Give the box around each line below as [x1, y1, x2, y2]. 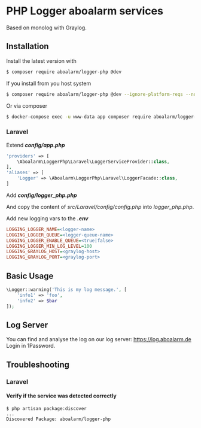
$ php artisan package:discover [6, 405, 87, 411]
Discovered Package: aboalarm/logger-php [6, 416, 111, 422]
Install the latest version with [6, 57, 77, 64]
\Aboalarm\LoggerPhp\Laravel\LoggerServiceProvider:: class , [17, 159, 170, 165]
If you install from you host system [6, 80, 92, 87]
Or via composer [6, 102, 48, 109]
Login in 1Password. [6, 342, 56, 350]
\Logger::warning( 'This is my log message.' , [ [6, 286, 127, 293]
